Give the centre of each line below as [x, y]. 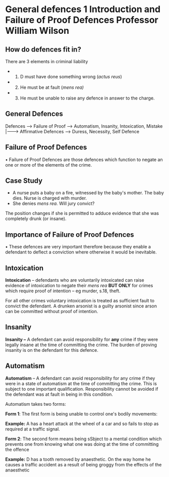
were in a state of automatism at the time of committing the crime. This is [81, 383]
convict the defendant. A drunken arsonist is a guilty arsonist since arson [81, 306]
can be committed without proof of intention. [52, 311]
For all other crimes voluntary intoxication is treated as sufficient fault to [80, 301]
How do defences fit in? [43, 49]
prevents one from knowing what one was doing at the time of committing [82, 444]
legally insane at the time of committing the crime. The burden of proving [81, 345]
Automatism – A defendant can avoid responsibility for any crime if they [80, 378]
